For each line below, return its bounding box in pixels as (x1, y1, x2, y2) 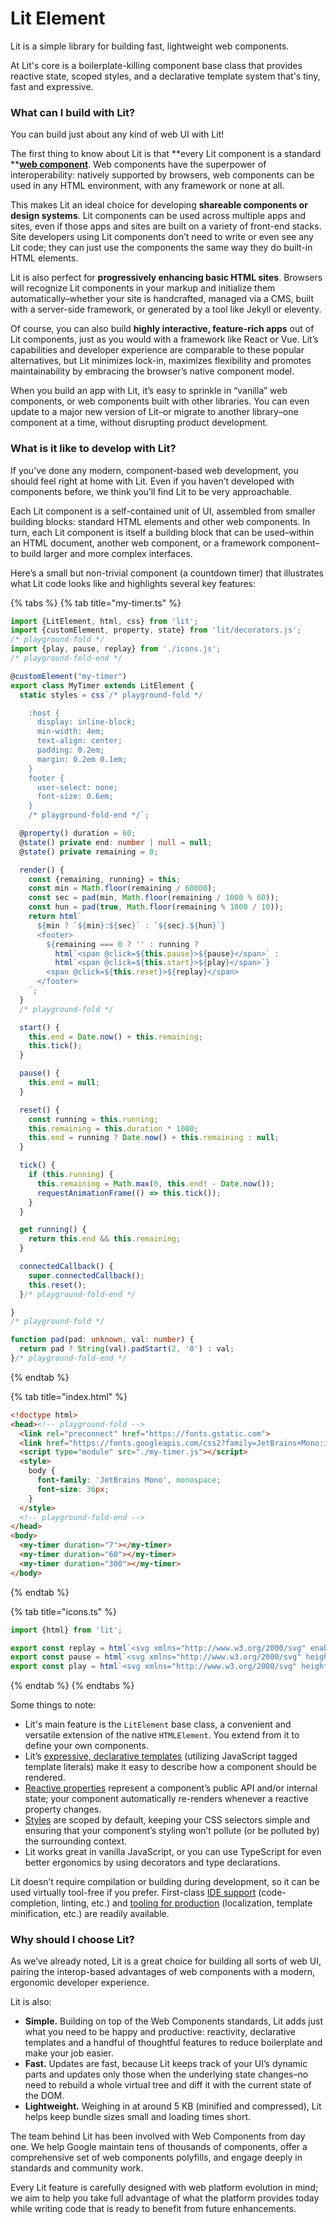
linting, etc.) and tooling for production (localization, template (61, 1897, 313, 1909)
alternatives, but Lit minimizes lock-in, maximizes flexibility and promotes (10, 355, 312, 367)
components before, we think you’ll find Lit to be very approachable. (10, 485, 292, 497)
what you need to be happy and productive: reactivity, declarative (24, 2026, 297, 2038)
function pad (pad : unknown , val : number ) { (10, 1335, 195, 1345)
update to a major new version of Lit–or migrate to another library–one (10, 406, 299, 418)
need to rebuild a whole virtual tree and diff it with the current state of (24, 2079, 312, 2091)
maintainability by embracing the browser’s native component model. (10, 365, 295, 377)
